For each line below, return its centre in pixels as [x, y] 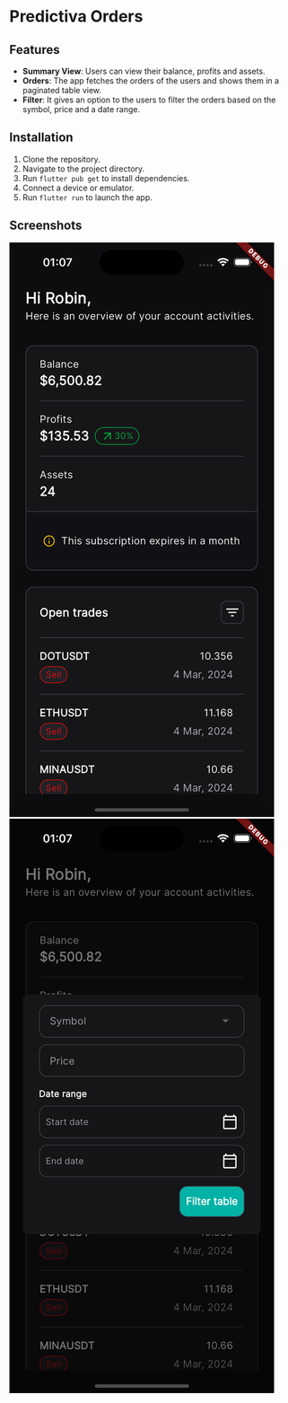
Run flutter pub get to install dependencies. [106, 178]
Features [35, 50]
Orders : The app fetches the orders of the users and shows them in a [151, 81]
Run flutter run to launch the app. [87, 197]
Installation [41, 138]
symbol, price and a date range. [81, 109]
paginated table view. [61, 90]
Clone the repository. [61, 159]
